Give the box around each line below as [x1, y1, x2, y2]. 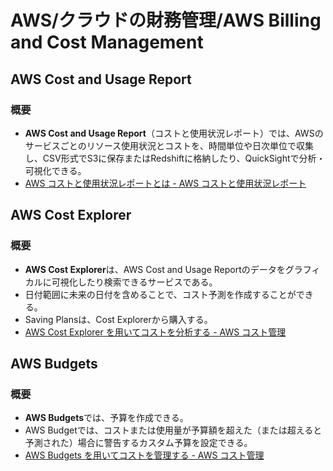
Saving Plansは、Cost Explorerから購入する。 [24, 313, 213, 325]
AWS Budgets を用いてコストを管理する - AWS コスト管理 [24, 449, 265, 461]
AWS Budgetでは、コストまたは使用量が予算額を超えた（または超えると [24, 424, 323, 436]
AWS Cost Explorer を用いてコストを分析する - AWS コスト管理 [24, 326, 287, 338]
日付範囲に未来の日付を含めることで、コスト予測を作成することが [24, 288, 297, 300]
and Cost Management [10, 31, 204, 54]
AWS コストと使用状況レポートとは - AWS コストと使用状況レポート [24, 177, 307, 189]
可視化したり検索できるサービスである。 [51, 276, 218, 288]
